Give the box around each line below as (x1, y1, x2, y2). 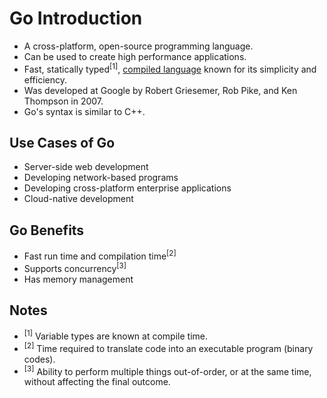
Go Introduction (9, 7, 143, 30)
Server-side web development (23, 161, 149, 173)
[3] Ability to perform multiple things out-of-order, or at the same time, (23, 363, 312, 377)
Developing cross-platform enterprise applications (23, 182, 232, 194)
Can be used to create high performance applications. (23, 50, 247, 62)
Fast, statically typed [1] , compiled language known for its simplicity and (23, 61, 317, 75)
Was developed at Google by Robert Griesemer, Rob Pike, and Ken (23, 84, 298, 96)
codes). (23, 353, 56, 365)
